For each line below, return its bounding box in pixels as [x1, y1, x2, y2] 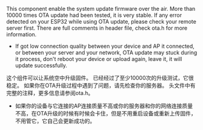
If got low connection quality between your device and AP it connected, [15, 42, 194, 50]
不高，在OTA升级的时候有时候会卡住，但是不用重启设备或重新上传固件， [15, 110, 196, 117]
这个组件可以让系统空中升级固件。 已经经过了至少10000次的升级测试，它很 [6, 74, 194, 81]
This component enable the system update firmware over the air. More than [6, 5, 196, 12]
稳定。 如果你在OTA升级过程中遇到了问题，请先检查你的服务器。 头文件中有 [6, 82, 196, 89]
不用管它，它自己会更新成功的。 [15, 117, 95, 125]
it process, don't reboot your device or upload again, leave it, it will [15, 56, 182, 62]
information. [6, 31, 37, 38]
